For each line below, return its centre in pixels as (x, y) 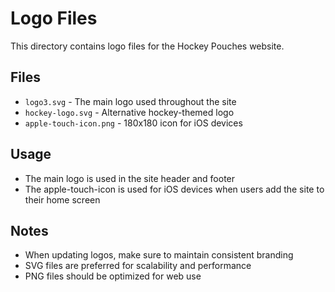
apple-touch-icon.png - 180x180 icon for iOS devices (133, 123)
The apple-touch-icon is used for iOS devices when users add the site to (174, 189)
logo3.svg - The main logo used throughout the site (130, 101)
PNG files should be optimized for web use (113, 276)
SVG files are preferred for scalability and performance (138, 266)
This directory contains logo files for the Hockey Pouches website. (147, 46)
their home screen (62, 199)
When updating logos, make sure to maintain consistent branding (159, 255)
